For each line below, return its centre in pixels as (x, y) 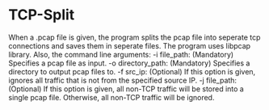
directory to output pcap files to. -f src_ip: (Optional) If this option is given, (132, 71)
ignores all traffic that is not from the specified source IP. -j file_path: (122, 80)
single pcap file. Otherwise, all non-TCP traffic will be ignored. (111, 97)
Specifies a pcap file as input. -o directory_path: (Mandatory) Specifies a (129, 63)
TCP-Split (42, 15)
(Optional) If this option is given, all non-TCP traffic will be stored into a (126, 89)
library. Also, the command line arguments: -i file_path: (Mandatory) (121, 54)
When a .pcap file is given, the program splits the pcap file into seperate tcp (134, 37)
